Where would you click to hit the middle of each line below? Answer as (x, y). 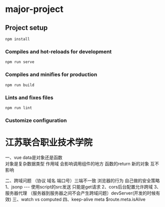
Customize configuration (36, 120)
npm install (17, 39)
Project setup (27, 28)
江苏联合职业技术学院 (49, 142)
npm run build (20, 85)
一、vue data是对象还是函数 (34, 157)
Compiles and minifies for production (51, 74)
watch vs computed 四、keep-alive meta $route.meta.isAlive (83, 199)
